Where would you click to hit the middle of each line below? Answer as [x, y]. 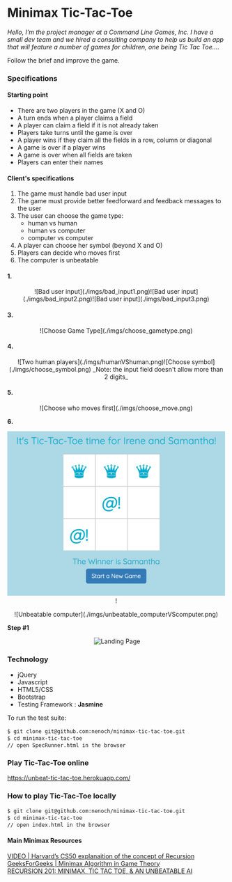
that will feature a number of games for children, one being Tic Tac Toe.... [113, 47]
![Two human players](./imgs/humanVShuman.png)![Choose [103, 362]
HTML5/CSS [35, 689]
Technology [28, 659]
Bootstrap [31, 697]
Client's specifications [41, 178]
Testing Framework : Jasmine [60, 704]
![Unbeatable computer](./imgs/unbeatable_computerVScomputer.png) [116, 615]
